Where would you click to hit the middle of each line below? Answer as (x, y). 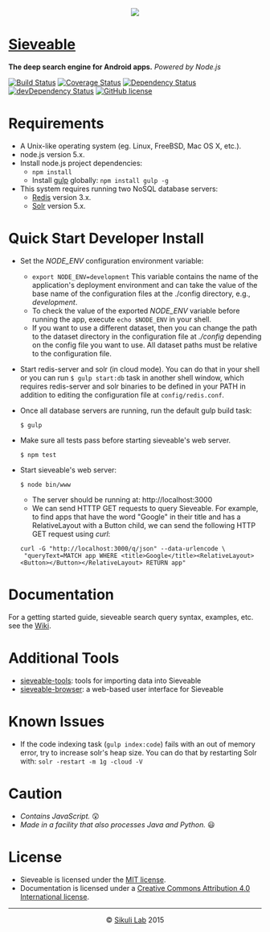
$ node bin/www (45, 485)
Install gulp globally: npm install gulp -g (100, 180)
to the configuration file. (72, 353)
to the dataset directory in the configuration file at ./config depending (147, 336)
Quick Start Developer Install (106, 239)
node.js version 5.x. (52, 154)
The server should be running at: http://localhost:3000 (122, 499)
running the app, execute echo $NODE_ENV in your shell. (121, 319)
